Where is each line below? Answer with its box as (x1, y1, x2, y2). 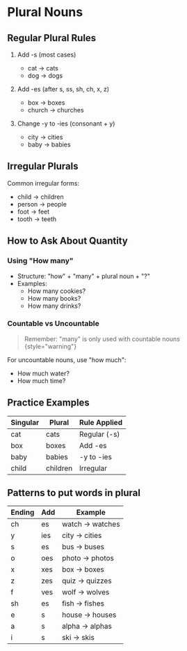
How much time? (17, 376, 66, 384)
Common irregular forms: (7, 179, 80, 187)
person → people (17, 200, 67, 208)
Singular (10, 417, 40, 427)
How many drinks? (27, 301, 81, 310)
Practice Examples (7, 397, 90, 409)
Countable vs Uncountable (7, 319, 99, 329)
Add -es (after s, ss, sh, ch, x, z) (17, 85, 110, 93)
